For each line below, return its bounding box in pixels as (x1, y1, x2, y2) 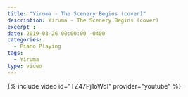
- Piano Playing (13, 43, 61, 50)
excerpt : (7, 23, 37, 30)
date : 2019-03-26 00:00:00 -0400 (7, 30, 106, 37)
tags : (7, 50, 23, 57)
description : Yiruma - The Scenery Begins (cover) (7, 17, 159, 24)
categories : (7, 37, 42, 44)
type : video (7, 63, 42, 70)
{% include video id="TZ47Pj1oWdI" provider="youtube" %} (7, 82, 182, 90)
